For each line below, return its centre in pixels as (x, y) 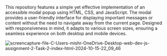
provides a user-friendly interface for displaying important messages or (79, 18)
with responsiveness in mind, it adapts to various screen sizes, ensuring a (81, 28)
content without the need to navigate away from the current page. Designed (84, 23)
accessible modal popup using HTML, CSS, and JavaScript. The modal (78, 12)
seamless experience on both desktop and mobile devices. (66, 33)
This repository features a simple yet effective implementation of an (75, 7)
